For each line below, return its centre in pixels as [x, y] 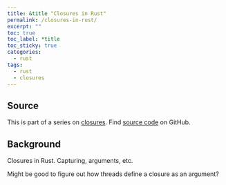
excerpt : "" [24, 26]
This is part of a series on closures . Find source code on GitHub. [99, 122]
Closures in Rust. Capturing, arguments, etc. [70, 160]
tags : [15, 65]
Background [34, 144]
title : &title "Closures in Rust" [57, 13]
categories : [24, 52]
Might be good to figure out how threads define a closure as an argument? [113, 174]
